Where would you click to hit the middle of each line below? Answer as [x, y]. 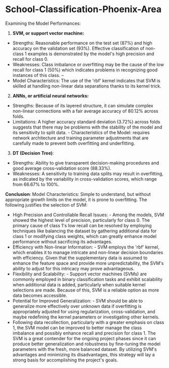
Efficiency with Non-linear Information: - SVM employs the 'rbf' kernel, [86, 247]
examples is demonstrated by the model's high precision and [91, 54]
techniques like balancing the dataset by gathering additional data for [84, 231]
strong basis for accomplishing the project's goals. [65, 360]
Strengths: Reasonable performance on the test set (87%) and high [82, 43]
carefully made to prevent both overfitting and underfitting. [74, 143]
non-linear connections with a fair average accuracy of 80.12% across [86, 111]
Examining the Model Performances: [43, 23]
